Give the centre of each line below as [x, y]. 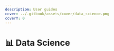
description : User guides [31, 9]
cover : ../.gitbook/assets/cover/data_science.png [57, 14]
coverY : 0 [15, 18]
